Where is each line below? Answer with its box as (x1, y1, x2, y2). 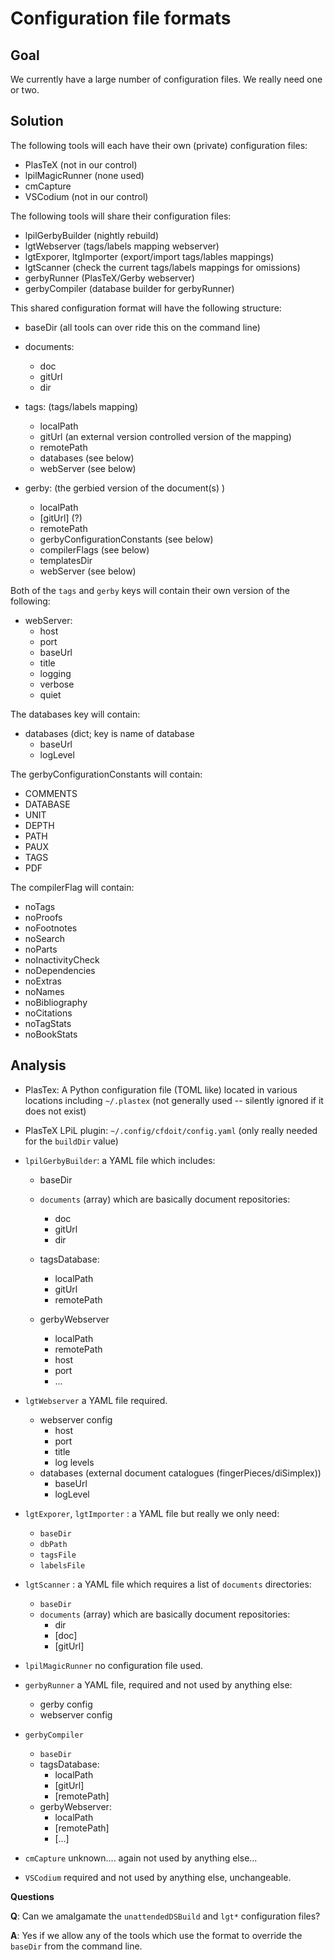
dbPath (39, 1539, 68, 1549)
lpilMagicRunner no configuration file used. (24, 1659, 204, 1671)
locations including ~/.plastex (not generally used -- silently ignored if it (24, 1094, 324, 1106)
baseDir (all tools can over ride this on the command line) (24, 321, 261, 333)
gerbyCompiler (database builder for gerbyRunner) (24, 282, 235, 294)
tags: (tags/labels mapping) (24, 400, 139, 412)
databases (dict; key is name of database (24, 727, 195, 739)
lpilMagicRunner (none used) (24, 169, 145, 181)
